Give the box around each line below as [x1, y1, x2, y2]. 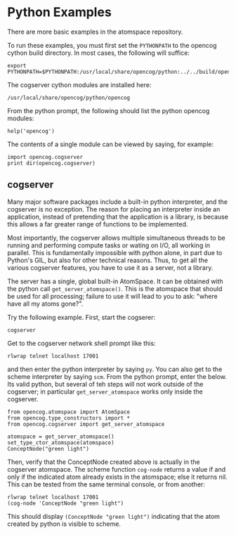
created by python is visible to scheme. [7, 520, 122, 528]
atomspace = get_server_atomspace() [7, 433, 114, 440]
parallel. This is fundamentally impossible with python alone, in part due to [7, 248, 223, 257]
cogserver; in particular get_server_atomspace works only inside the [7, 387, 203, 396]
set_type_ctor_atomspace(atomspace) [7, 439, 114, 446]
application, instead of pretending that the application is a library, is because [7, 212, 229, 221]
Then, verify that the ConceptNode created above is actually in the [7, 458, 200, 466]
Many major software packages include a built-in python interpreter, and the [7, 198, 228, 206]
